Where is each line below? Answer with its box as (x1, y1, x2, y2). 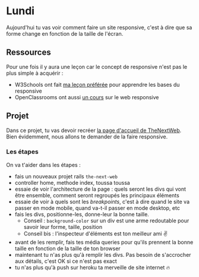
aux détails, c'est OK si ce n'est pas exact (14, 257, 117, 265)
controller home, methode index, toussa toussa (14, 179, 131, 186)
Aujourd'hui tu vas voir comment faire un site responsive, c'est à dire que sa (6, 24, 192, 31)
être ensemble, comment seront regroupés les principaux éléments (14, 191, 179, 199)
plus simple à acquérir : (6, 70, 64, 77)
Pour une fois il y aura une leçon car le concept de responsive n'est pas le (6, 63, 188, 70)
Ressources (6, 48, 52, 58)
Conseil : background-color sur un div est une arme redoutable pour (23, 217, 189, 224)
